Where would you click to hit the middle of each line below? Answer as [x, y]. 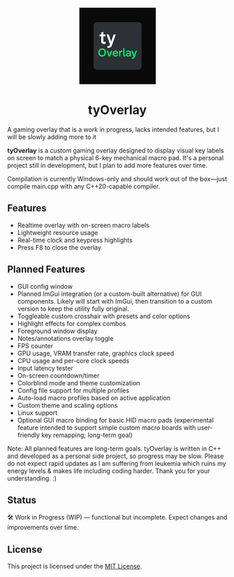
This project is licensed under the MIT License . [75, 567]
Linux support [37, 413]
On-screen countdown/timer [58, 376]
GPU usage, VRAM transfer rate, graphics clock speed [96, 353]
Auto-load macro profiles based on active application [94, 398]
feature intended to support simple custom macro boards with [107, 427]
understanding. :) [32, 478]
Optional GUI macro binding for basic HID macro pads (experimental [116, 420]
